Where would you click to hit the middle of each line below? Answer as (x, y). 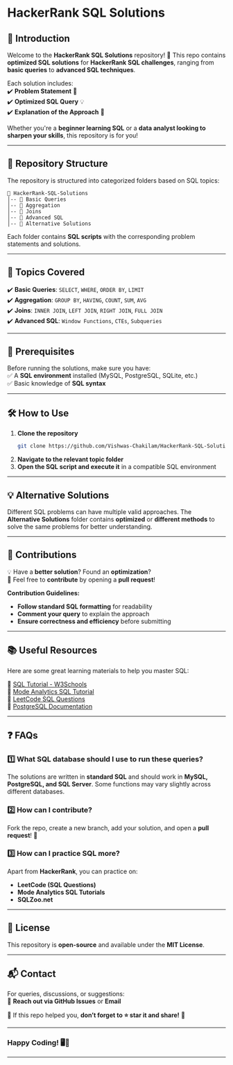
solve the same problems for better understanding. (80, 527)
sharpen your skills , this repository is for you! (73, 135)
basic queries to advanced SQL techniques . (71, 70)
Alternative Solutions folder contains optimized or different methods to (111, 519)
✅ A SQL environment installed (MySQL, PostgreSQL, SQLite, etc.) (103, 376)
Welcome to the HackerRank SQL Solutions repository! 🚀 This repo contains (116, 55)
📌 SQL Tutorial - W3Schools (47, 684)
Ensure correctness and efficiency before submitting (94, 621)
